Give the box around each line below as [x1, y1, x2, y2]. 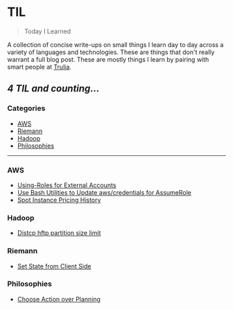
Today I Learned [24, 27, 71, 35]
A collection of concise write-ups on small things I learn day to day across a [7, 40, 224, 49]
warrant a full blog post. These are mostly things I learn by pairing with [7, 55, 209, 63]
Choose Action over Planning [17, 295, 101, 303]
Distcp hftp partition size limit [17, 229, 101, 237]
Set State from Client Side [17, 261, 92, 270]
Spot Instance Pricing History [17, 196, 101, 204]
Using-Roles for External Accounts [17, 181, 116, 189]
